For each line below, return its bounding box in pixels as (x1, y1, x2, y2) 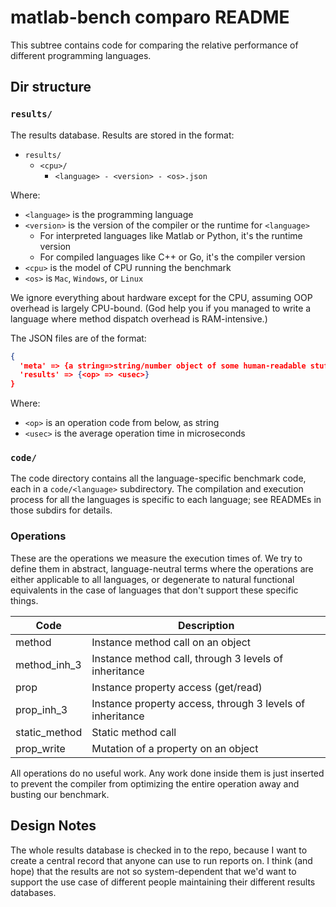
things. (10, 594, 39, 606)
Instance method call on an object (91, 635, 252, 649)
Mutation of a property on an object (91, 741, 259, 755)
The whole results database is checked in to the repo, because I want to (10, 844, 308, 856)
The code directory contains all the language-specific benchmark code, (10, 472, 307, 485)
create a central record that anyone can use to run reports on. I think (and (10, 854, 313, 866)
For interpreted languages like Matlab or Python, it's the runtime (39, 229, 303, 241)
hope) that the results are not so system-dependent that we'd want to (10, 865, 297, 877)
